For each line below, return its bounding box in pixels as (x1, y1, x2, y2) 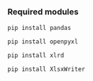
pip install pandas (7, 24, 72, 32)
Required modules (7, 6, 80, 17)
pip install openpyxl (7, 38, 79, 46)
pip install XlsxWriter (7, 65, 86, 73)
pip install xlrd (7, 52, 65, 60)
